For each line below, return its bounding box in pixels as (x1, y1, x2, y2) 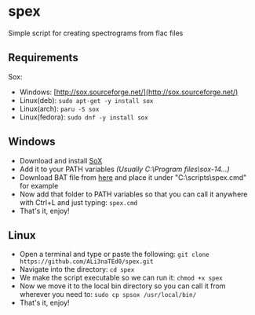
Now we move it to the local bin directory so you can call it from (19, 281, 226, 291)
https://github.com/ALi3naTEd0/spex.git (19, 258, 154, 266)
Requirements (8, 51, 78, 64)
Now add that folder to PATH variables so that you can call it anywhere (19, 189, 248, 199)
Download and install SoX (19, 156, 103, 165)
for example (19, 181, 59, 190)
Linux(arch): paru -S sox (19, 104, 100, 113)
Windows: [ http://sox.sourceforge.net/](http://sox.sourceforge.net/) (19, 87, 239, 97)
